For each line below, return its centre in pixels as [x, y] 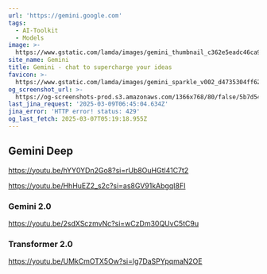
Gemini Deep [41, 151]
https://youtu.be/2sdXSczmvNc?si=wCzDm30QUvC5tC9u [104, 223]
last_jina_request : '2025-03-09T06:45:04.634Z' [89, 104]
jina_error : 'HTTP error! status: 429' [74, 112]
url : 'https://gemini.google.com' [66, 15]
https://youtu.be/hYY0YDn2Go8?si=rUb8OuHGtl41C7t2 [99, 170]
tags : [17, 23]
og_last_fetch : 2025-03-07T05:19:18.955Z [78, 119]
